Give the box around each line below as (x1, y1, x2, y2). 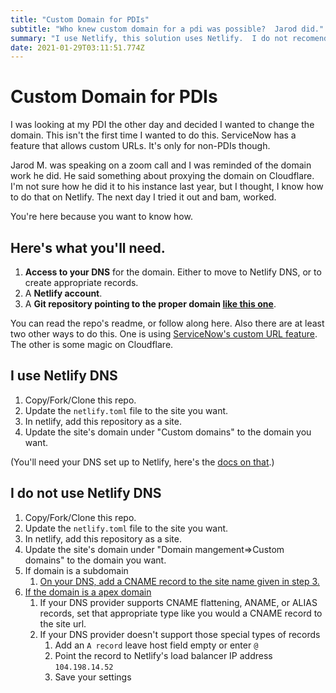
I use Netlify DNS (10, 367, 118, 385)
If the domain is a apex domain (24, 586, 152, 598)
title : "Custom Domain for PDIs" (10, 14, 150, 25)
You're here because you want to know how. (10, 211, 193, 223)
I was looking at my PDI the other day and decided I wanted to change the (10, 119, 315, 131)
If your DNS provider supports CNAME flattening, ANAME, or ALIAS (39, 596, 318, 608)
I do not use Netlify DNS (10, 485, 162, 502)
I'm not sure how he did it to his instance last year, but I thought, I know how (10, 181, 324, 193)
